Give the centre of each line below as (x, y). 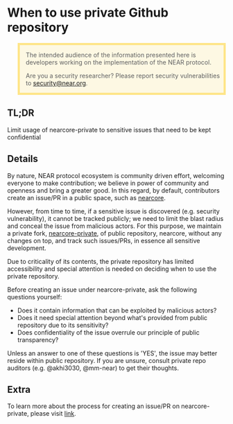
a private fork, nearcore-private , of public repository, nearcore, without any (114, 233)
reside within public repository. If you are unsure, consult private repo (107, 360)
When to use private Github (88, 13)
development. (27, 248)
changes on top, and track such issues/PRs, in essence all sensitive (104, 240)
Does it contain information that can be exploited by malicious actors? (117, 310)
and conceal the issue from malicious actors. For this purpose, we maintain (114, 226)
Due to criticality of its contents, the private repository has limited (101, 261)
